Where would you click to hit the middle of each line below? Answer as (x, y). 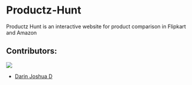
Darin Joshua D (34, 76)
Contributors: (32, 51)
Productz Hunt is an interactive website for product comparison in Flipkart (96, 26)
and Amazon (22, 32)
